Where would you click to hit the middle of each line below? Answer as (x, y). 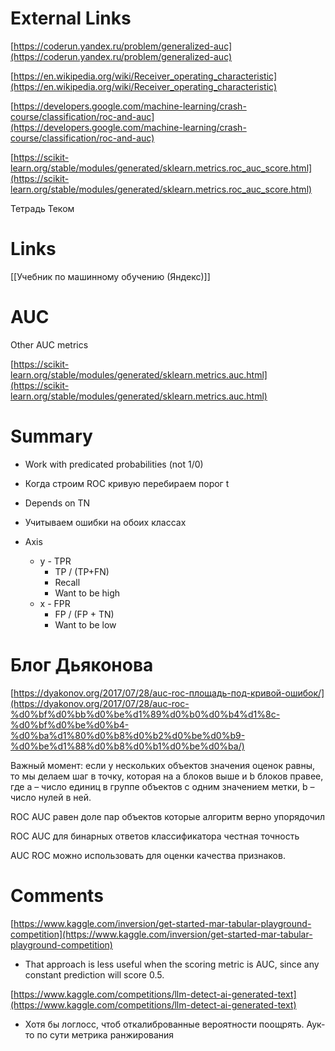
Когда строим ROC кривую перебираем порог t (127, 483)
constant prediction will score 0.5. (94, 974)
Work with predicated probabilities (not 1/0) (114, 464)
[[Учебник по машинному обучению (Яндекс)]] (110, 276)
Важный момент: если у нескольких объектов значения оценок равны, (162, 765)
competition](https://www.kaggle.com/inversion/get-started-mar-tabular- (161, 934)
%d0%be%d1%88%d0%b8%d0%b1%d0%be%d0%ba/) (127, 746)
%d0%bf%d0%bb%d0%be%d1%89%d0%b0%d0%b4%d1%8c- (145, 714)
